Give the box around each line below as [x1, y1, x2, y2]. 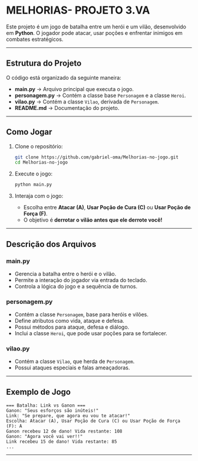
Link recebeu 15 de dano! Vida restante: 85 [6, 439, 117, 445]
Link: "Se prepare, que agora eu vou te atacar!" [6, 413, 131, 419]
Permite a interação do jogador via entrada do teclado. [14, 276, 147, 284]
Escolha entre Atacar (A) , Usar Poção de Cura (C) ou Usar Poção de [23, 204, 191, 211]
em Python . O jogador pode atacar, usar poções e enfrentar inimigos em [6, 29, 183, 36]
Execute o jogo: [14, 170, 53, 177]
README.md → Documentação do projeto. [14, 104, 120, 111]
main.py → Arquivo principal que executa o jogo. [14, 85, 134, 92]
